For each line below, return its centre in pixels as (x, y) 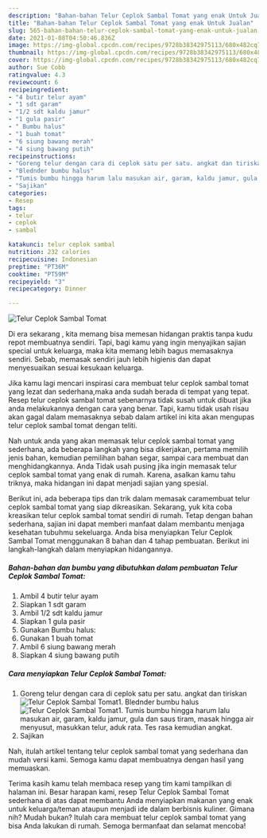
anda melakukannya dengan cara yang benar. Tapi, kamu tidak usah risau (128, 409)
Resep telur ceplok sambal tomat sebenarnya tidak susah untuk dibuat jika (130, 400)
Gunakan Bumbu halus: (58, 630)
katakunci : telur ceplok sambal (62, 245)
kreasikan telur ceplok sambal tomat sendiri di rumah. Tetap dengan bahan (131, 516)
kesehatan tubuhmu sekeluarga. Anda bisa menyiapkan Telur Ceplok (120, 532)
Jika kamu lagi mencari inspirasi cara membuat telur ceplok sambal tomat (128, 384)
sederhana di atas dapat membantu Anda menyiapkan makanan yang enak (131, 801)
